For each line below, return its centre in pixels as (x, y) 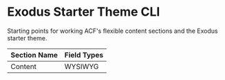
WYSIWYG (82, 66)
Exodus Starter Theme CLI (84, 12)
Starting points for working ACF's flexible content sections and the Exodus (112, 31)
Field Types (84, 55)
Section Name (34, 55)
